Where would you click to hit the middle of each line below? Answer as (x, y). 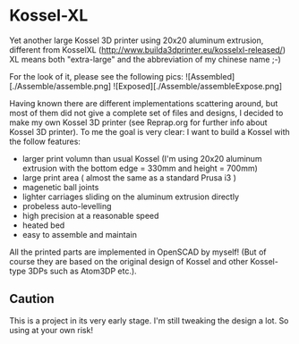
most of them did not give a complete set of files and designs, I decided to (146, 113)
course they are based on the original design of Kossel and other (129, 261)
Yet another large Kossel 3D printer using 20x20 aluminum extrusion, (137, 40)
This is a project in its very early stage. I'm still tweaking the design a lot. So (149, 320)
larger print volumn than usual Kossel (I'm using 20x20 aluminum (142, 158)
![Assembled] (210, 76)
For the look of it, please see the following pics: (96, 76)
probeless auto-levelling (67, 206)
